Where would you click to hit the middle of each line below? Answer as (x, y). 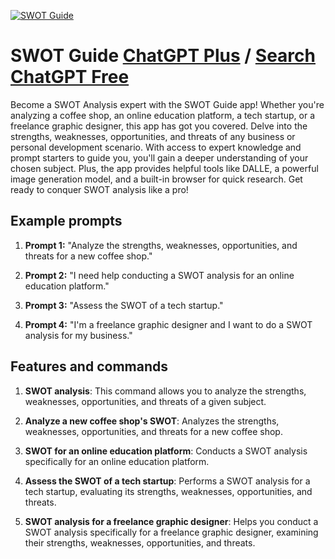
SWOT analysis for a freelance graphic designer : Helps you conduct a (171, 521)
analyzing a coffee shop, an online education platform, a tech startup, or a (162, 115)
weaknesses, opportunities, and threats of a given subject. (145, 401)
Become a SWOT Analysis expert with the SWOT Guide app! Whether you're (167, 104)
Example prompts (66, 221)
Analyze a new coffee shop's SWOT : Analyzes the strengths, (152, 421)
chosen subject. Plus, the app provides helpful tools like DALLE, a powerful (164, 168)
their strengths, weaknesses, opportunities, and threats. (140, 542)
